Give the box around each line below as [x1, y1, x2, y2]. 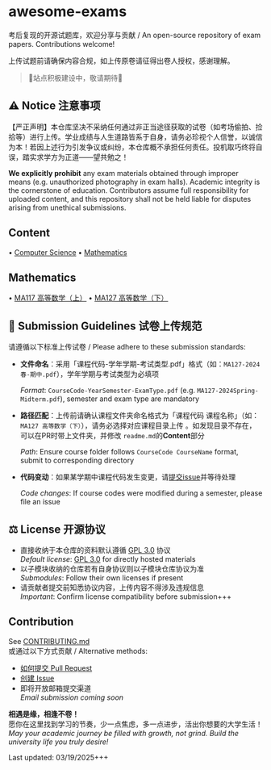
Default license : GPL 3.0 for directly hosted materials [19, 554, 196, 563]
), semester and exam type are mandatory [60, 394, 200, 404]
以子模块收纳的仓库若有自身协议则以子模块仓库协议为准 [19, 564, 204, 573]
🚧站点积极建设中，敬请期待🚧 [27, 73, 123, 82]
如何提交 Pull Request [19, 663, 93, 672]
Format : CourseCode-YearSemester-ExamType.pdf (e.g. [19, 386, 196, 395]
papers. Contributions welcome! [8, 39, 115, 48]
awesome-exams [8, 2, 127, 21]
